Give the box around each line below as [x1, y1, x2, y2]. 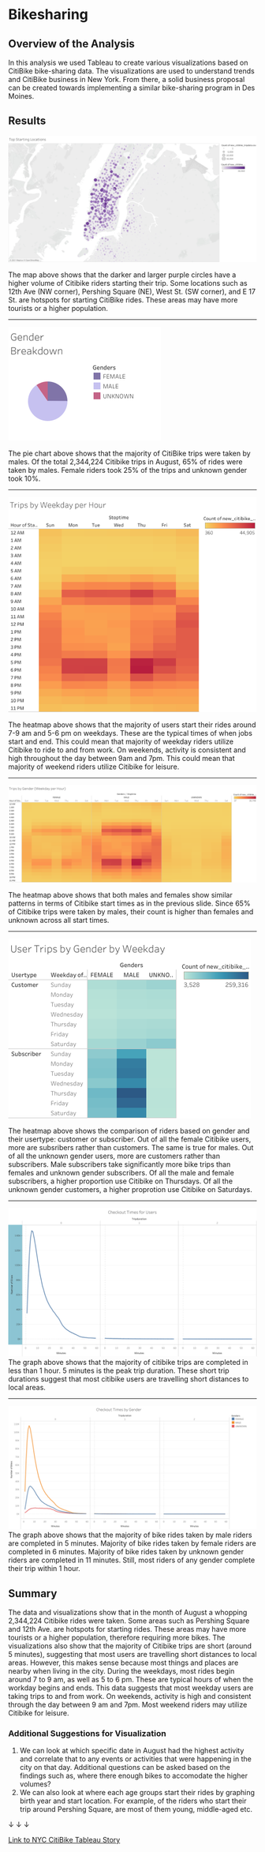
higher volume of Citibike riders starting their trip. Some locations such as [8, 278, 248, 287]
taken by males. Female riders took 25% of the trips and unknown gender [8, 465, 248, 474]
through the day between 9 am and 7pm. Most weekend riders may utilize [8, 1700, 248, 1710]
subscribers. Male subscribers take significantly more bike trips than [8, 1159, 231, 1169]
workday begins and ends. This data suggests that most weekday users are [8, 1683, 254, 1693]
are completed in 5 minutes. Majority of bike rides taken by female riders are [8, 1539, 256, 1548]
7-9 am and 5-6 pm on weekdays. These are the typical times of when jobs [8, 728, 252, 737]
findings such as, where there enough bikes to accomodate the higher [19, 1771, 248, 1781]
